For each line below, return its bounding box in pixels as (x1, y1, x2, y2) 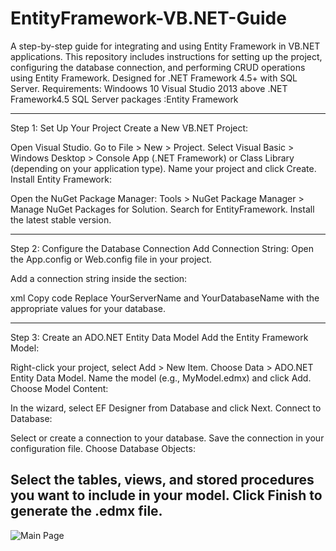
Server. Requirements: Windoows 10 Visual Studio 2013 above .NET (10, 82, 288, 94)
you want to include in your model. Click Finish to (10, 487, 323, 504)
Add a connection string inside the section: (10, 272, 188, 284)
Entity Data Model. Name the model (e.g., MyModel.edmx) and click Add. (10, 372, 312, 384)
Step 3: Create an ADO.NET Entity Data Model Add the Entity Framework (10, 331, 309, 343)
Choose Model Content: (10, 382, 109, 394)
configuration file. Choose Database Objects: (10, 442, 196, 454)
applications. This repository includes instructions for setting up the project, (10, 50, 323, 62)
